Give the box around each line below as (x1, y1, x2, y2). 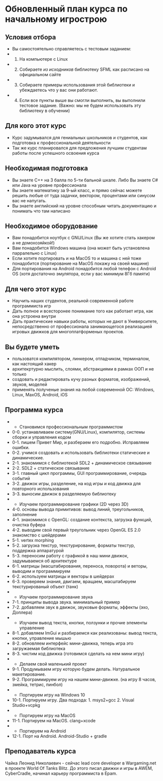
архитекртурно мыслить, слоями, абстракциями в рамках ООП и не (12, 366, 154, 372)
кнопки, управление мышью (12, 635, 71, 641)
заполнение (12, 511, 37, 517)
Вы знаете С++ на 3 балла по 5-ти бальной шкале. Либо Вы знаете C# (12, 177, 158, 183)
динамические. (12, 455, 45, 460)
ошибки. (12, 444, 30, 450)
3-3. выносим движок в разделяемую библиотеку (12, 491, 116, 497)
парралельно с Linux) (12, 250, 57, 256)
